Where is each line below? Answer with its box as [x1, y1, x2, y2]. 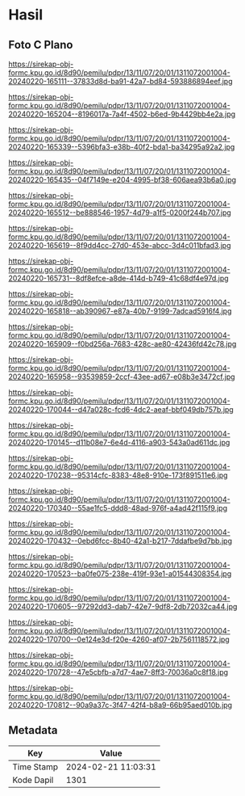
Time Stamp [12, 761, 59, 773]
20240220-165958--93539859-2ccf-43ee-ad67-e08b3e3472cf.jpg [8, 372, 235, 381]
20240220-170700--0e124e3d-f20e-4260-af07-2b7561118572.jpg [8, 634, 230, 644]
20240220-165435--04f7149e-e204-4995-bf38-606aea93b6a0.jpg [8, 175, 236, 184]
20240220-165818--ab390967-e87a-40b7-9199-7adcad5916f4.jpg [8, 306, 232, 316]
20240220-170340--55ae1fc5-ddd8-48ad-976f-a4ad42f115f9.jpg [8, 503, 228, 512]
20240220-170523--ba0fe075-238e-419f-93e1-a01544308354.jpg [8, 569, 232, 579]
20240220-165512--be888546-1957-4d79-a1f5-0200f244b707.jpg [8, 208, 231, 217]
